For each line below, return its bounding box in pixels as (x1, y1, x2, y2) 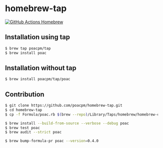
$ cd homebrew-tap (5, 107, 42, 112)
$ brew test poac (5, 125, 40, 130)
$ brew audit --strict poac (5, 130, 62, 135)
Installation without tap (5, 64, 77, 72)
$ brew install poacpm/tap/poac (5, 77, 70, 82)
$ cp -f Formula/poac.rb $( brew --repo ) (5, 112, 88, 117)
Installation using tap (5, 33, 70, 41)
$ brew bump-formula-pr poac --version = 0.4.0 (5, 139, 98, 144)
